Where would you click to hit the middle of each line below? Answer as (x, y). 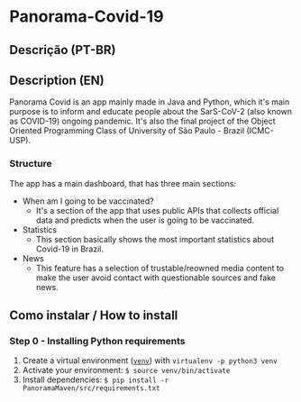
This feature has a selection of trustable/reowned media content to (160, 268)
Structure (31, 164)
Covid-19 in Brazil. (69, 249)
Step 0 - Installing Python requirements (97, 341)
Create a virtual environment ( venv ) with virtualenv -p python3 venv (150, 361)
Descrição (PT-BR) (63, 50)
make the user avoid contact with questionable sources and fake (156, 278)
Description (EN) (57, 80)
